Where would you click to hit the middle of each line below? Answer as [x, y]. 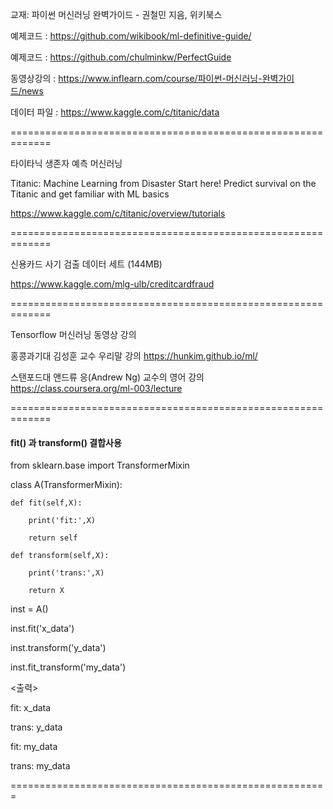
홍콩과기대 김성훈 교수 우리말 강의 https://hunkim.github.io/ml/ [134, 356]
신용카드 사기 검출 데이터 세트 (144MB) [86, 264]
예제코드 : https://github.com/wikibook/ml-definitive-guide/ [131, 36]
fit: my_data [34, 747]
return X [46, 591]
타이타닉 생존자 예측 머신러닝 [66, 163]
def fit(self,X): [46, 503]
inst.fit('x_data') [42, 629]
